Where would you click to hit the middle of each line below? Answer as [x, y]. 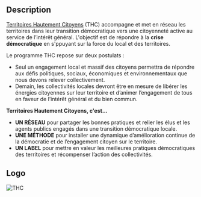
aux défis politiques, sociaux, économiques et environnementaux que [101, 73]
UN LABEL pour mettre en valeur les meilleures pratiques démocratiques [105, 148]
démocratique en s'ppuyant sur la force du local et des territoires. [88, 43]
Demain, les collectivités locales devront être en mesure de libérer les [101, 86]
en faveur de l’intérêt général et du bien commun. [76, 99]
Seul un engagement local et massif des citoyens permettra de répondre [105, 67]
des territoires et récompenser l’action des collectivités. [84, 154]
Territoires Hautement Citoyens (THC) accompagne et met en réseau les [96, 24]
